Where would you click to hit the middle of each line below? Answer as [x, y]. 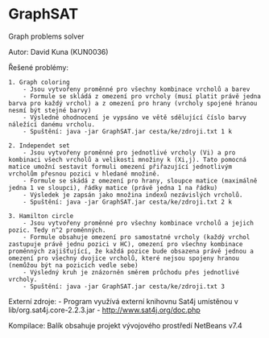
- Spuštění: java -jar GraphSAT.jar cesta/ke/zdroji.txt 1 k [127, 131]
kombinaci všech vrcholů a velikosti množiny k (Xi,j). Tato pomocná [128, 159]
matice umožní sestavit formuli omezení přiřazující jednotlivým [120, 167]
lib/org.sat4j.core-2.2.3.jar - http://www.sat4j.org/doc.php [105, 310]
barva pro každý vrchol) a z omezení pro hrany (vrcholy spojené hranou [133, 103]
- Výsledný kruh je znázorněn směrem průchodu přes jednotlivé [131, 272]
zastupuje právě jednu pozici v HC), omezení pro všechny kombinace [126, 244]
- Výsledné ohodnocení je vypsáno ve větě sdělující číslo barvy [135, 117]
